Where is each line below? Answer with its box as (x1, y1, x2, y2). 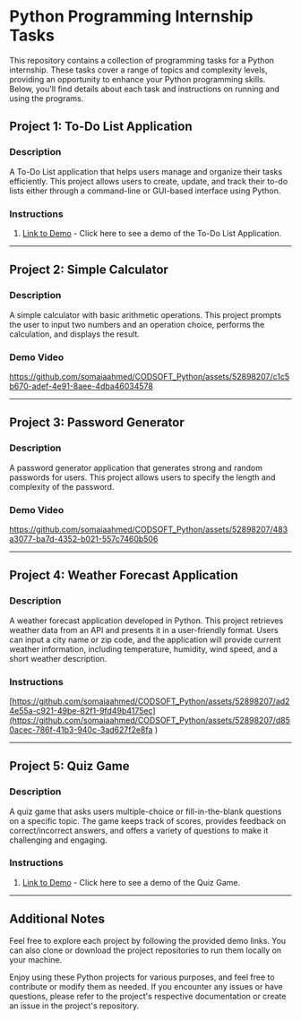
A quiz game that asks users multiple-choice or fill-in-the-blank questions (9, 806, 282, 817)
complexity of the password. (9, 481, 115, 492)
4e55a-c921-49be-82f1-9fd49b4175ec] (9, 705, 156, 716)
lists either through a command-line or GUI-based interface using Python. (9, 185, 281, 196)
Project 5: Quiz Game (9, 759, 130, 774)
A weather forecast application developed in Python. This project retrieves (9, 615, 284, 626)
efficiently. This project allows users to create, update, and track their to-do (9, 176, 288, 186)
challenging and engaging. (9, 835, 107, 845)
